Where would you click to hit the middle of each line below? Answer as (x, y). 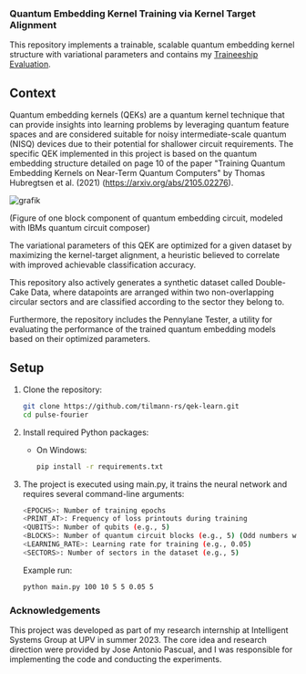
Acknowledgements (55, 610)
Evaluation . (31, 64)
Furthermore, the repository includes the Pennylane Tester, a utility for (141, 320)
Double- (270, 283)
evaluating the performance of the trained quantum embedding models (143, 329)
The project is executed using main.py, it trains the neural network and (155, 484)
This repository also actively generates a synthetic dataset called (131, 283)
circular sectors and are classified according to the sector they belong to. (147, 302)
